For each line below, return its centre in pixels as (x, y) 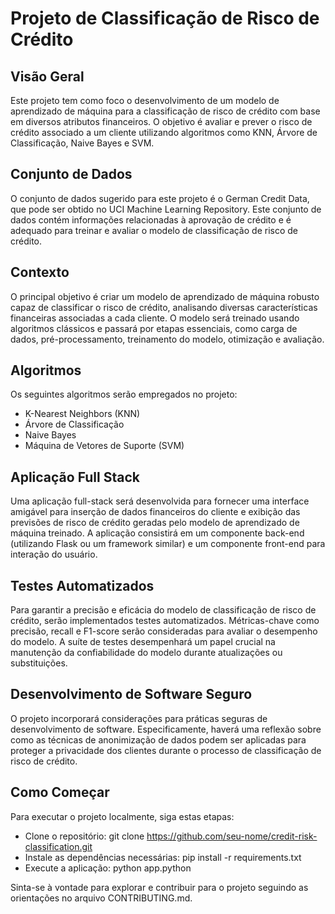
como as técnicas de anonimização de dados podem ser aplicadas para (158, 739)
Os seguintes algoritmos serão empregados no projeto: (124, 394)
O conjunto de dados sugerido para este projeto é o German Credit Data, (160, 198)
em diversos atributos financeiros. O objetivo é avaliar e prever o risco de (161, 121)
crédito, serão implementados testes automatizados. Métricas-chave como (165, 621)
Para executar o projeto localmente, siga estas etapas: (122, 816)
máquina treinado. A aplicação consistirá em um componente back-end (157, 533)
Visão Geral (47, 76)
